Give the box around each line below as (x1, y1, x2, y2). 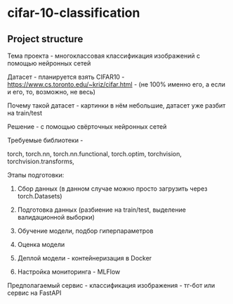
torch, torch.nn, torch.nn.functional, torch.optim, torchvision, (7, 150, 182, 158)
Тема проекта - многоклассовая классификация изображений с (7, 51, 201, 60)
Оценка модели (17, 241, 65, 248)
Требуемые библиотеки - (7, 136, 84, 144)
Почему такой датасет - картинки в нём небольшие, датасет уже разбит (7, 101, 226, 110)
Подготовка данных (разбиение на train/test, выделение (17, 205, 186, 214)
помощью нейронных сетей (7, 59, 91, 68)
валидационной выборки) (17, 213, 95, 221)
